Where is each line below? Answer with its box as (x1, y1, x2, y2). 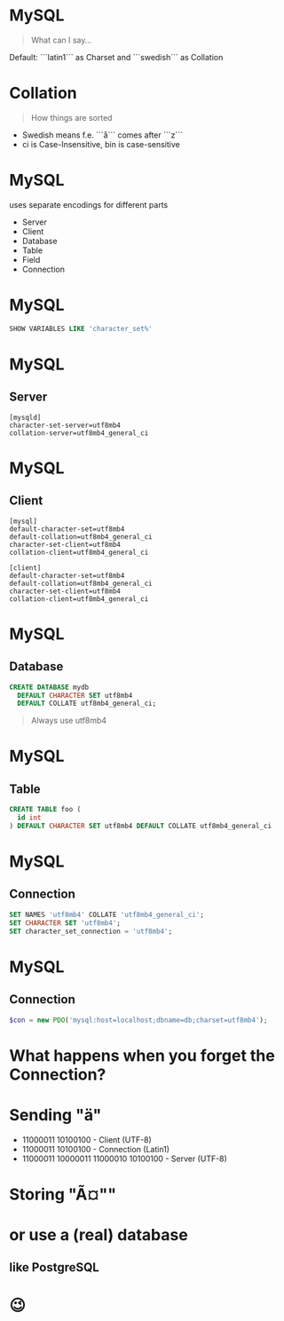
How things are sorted (30, 112, 113, 123)
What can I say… (30, 35, 92, 45)
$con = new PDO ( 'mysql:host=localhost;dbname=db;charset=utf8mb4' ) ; (9, 1016, 268, 1024)
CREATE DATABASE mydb (9, 683, 90, 692)
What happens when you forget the (9, 1045, 275, 1065)
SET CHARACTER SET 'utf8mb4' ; (9, 918, 122, 928)
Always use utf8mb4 (30, 716, 107, 726)
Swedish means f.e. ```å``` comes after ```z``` (21, 130, 184, 140)
